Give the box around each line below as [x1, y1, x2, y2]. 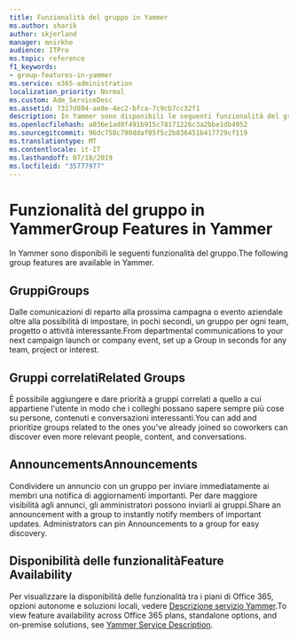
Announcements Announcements [9, 457, 198, 472]
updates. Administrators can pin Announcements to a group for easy [9, 518, 260, 529]
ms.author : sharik [9, 21, 77, 30]
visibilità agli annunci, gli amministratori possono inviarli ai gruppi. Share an [9, 499, 281, 510]
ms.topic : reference [9, 54, 86, 63]
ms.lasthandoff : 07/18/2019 [9, 153, 114, 162]
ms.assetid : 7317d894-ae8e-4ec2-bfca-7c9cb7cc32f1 [9, 104, 200, 113]
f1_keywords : [9, 63, 58, 72]
